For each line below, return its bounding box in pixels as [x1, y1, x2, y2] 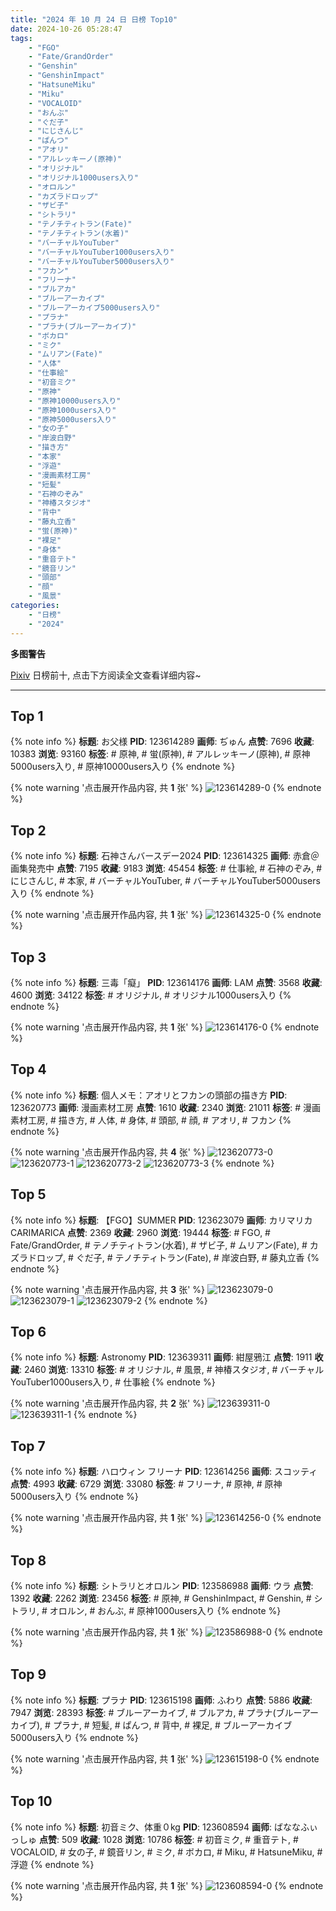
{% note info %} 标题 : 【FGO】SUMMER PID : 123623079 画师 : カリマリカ [10, 1214, 313, 1226]
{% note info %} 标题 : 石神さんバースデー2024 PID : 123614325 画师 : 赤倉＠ [10, 850, 320, 862]
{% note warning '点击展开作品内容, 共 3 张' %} [10, 1283, 206, 1295]
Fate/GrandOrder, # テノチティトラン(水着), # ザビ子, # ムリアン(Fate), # [10, 1239, 308, 1251]
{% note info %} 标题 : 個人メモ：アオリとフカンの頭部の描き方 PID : [10, 1089, 288, 1101]
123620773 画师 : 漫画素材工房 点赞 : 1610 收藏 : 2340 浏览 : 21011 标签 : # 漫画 [10, 1101, 322, 1113]
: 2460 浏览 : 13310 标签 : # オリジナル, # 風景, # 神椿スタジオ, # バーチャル [19, 1364, 325, 1376]
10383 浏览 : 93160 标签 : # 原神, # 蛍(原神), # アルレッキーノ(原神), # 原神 [10, 748, 311, 760]
